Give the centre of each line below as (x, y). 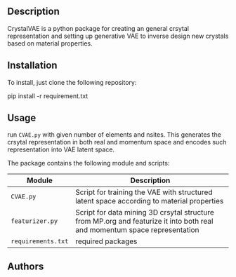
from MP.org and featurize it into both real (144, 222)
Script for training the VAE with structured (144, 192)
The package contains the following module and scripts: (88, 163)
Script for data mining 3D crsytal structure (144, 212)
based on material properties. (50, 43)
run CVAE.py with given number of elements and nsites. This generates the (114, 135)
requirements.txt (40, 242)
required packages (106, 241)
